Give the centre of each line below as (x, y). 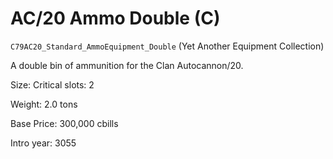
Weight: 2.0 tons (44, 104)
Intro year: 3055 (43, 143)
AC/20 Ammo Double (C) (115, 18)
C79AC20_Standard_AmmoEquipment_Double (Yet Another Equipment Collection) (167, 46)
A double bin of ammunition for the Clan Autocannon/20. (127, 65)
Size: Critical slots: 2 (52, 84)
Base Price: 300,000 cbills (64, 123)
